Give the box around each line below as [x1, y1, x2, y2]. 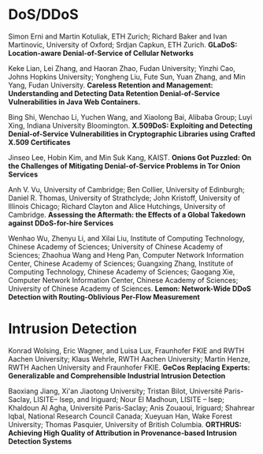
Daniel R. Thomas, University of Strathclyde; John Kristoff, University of [8, 193, 241, 203]
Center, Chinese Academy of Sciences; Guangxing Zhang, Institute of [8, 259, 234, 268]
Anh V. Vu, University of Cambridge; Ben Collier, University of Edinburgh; [8, 184, 246, 194]
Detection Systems [8, 436, 72, 446]
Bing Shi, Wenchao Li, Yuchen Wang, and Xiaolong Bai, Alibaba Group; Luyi [8, 112, 253, 121]
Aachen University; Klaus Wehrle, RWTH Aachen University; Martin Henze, [8, 354, 250, 363]
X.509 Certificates [8, 137, 71, 147]
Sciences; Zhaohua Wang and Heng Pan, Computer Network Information [8, 250, 244, 259]
